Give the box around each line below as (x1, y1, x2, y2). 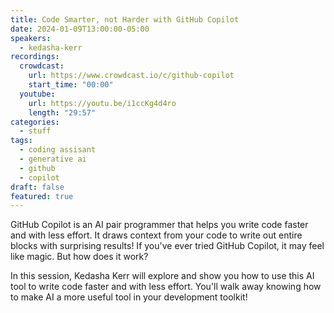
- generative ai (19, 154, 87, 164)
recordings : (10, 52, 60, 62)
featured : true (10, 191, 74, 201)
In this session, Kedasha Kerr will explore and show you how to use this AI (10, 270, 315, 282)
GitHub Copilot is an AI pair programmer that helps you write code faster (10, 219, 309, 231)
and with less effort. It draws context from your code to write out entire (10, 229, 303, 241)
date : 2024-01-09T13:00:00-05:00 (10, 24, 150, 34)
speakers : (10, 33, 52, 43)
